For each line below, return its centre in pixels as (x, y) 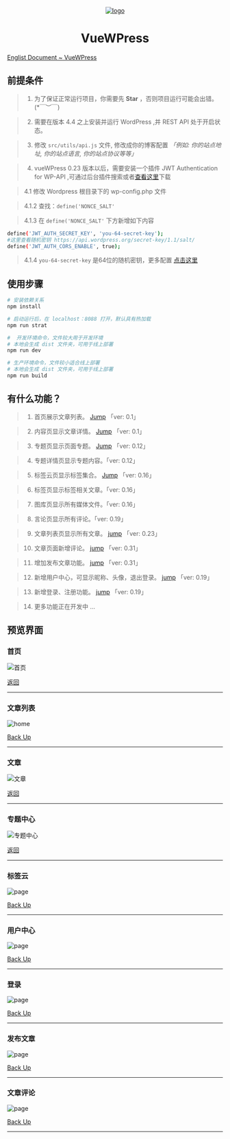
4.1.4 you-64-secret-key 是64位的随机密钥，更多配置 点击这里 (111, 260)
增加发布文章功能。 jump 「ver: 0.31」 (88, 563)
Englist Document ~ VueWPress (52, 57)
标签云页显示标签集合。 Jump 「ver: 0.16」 (94, 475)
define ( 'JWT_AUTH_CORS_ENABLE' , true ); (64, 246)
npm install (24, 307)
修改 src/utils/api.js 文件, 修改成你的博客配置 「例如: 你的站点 (125, 145)
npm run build (27, 376)
